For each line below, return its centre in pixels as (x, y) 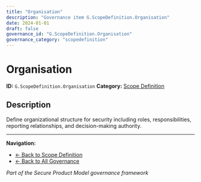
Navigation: (21, 143)
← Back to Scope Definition (48, 154)
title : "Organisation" (34, 12)
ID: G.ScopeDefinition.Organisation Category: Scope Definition (85, 86)
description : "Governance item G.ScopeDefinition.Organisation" (88, 17)
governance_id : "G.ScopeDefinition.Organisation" (69, 34)
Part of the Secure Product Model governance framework (77, 172)
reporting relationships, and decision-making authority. (74, 126)
